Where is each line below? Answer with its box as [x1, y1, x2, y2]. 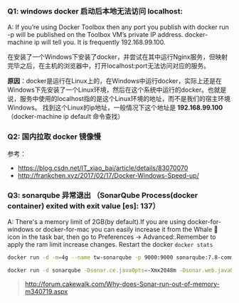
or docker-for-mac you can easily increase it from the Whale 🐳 [35, 225, 218, 233]
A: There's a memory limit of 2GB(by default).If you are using [7, 217, 186, 225]
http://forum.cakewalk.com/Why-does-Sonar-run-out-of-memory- [24, 280, 221, 288]
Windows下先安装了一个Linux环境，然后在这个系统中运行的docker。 [7, 85, 208, 94]
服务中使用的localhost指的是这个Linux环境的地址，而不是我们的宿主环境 [19, 95, 231, 103]
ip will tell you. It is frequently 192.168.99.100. [34, 38, 166, 47]
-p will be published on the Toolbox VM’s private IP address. [7, 31, 184, 39]
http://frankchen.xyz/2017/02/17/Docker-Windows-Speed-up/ [17, 171, 199, 179]
